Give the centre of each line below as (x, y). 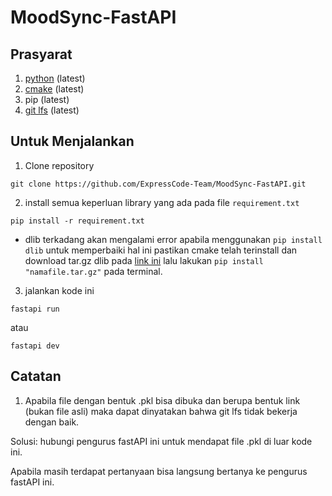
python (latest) (55, 78)
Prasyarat (41, 54)
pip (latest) (47, 99)
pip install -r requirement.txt (77, 221)
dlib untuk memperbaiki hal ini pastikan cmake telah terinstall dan (161, 250)
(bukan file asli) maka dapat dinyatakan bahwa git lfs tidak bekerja (161, 411)
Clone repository (59, 165)
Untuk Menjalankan (72, 141)
